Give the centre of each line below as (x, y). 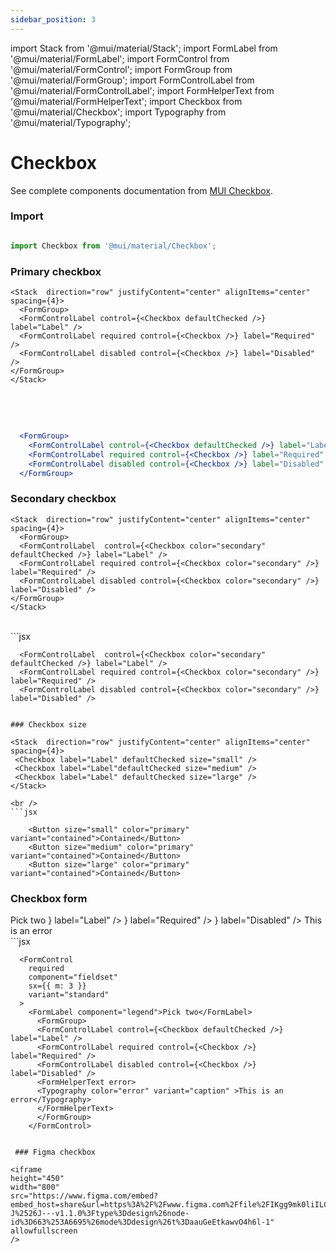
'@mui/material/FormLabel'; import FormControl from (120, 58)
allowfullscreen (44, 1231)
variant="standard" (69, 995)
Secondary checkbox (63, 499)
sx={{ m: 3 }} (57, 986)
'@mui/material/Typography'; (71, 122)
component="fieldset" (73, 977)
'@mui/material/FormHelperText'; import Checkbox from (126, 101)
